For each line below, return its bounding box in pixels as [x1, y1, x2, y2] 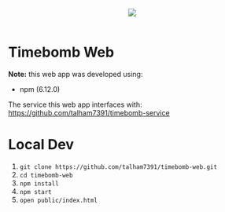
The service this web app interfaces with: [8, 100, 143, 109]
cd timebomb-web [19, 171, 73, 179]
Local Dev [8, 136, 75, 154]
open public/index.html [19, 196, 98, 204]
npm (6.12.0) [19, 84, 61, 93]
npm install [19, 180, 59, 188]
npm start [19, 188, 53, 196]
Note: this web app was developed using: [8, 69, 143, 79]
